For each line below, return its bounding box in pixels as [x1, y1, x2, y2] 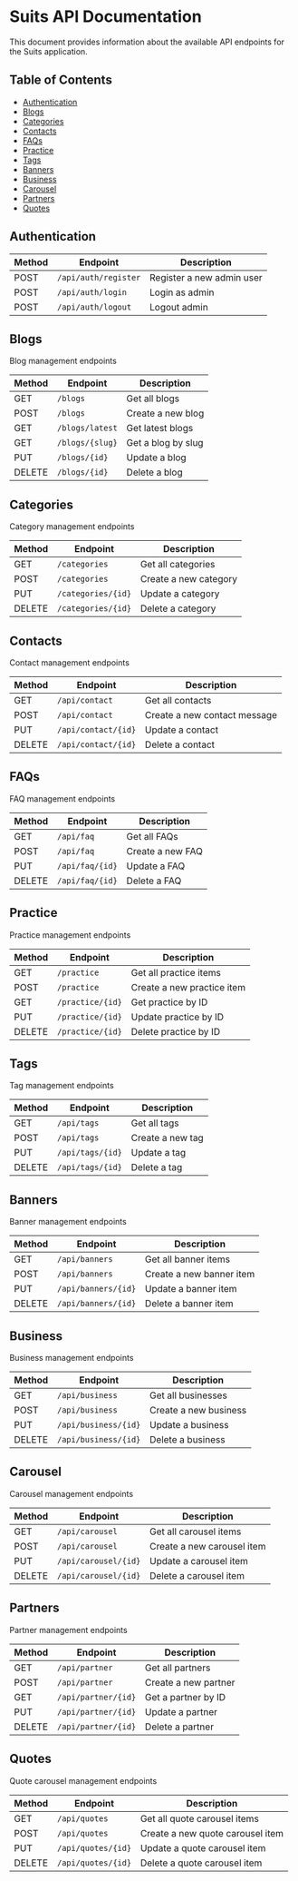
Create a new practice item [130, 980, 246, 993]
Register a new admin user [149, 271, 263, 283]
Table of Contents [9, 73, 113, 88]
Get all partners [144, 1661, 211, 1674]
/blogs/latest [57, 423, 118, 433]
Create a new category [139, 573, 238, 586]
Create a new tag [130, 1132, 204, 1145]
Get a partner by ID [144, 1690, 226, 1703]
